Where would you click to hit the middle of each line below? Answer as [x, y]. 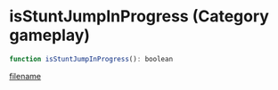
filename [25, 76]
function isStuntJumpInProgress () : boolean [91, 59]
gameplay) [50, 35]
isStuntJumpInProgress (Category [139, 16]
